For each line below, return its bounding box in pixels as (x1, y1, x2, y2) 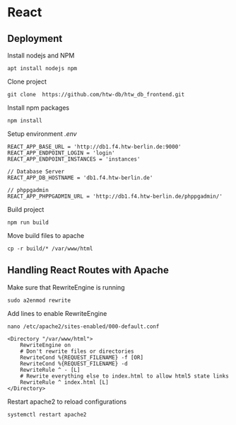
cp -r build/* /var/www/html (7, 245, 93, 252)
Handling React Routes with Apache (7, 264, 170, 276)
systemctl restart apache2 (7, 411, 87, 418)
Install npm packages (7, 103, 69, 112)
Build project (7, 205, 45, 213)
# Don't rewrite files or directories (20, 348, 134, 355)
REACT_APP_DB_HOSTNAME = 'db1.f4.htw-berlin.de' (7, 174, 153, 181)
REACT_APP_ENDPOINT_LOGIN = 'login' (7, 149, 115, 157)
